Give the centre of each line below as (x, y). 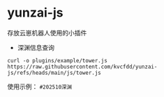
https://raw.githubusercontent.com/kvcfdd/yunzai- (82, 67)
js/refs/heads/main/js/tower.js (54, 73)
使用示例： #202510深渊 (39, 86)
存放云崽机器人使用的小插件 (47, 33)
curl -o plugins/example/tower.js (58, 60)
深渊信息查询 (36, 47)
